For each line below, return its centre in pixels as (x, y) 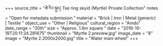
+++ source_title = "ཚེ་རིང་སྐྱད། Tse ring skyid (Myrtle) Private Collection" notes (81, 8)
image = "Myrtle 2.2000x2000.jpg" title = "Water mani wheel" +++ (72, 38)
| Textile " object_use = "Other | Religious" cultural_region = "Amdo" (73, 23)
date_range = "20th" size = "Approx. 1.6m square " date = (63, 28)
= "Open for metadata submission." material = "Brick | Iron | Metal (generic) (81, 18)
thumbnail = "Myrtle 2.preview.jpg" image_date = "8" (100, 33)
